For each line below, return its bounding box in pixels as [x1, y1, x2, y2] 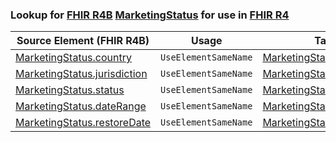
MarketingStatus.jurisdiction [15, 67, 148, 81]
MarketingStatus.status [15, 83, 125, 97]
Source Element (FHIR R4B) [16, 34, 150, 48]
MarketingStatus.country [15, 51, 132, 65]
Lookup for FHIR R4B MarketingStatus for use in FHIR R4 [10, 8, 290, 22]
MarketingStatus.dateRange [15, 99, 147, 113]
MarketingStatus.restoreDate [15, 116, 152, 130]
